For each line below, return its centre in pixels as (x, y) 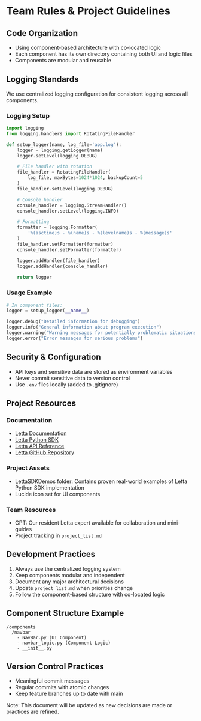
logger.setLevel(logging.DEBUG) (57, 156)
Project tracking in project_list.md (58, 535)
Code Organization (42, 33)
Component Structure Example (65, 613)
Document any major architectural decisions (69, 582)
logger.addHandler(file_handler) (59, 260)
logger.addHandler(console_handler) (63, 266)
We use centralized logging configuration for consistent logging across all (97, 94)
